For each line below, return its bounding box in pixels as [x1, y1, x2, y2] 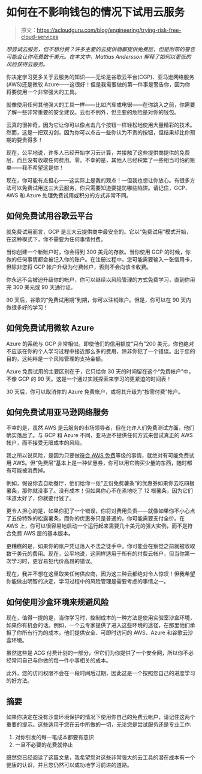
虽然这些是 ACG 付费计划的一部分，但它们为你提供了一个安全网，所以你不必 [6, 649, 194, 656]
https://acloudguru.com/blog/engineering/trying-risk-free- [37, 26, 182, 34]
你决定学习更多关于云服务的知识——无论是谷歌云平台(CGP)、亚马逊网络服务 [6, 73, 195, 80]
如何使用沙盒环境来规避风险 [6, 597, 109, 607]
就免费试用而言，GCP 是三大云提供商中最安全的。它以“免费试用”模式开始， [6, 228, 192, 235]
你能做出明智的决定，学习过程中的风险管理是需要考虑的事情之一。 [6, 578, 169, 585]
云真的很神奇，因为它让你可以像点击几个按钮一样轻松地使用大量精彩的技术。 [6, 121, 195, 128]
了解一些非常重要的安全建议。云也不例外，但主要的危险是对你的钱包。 [6, 109, 180, 116]
